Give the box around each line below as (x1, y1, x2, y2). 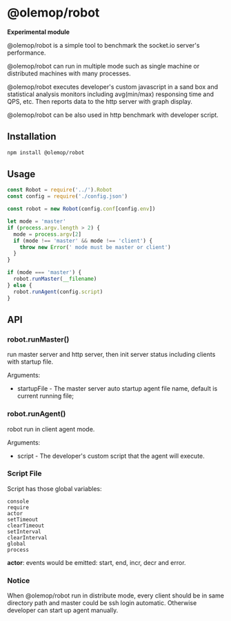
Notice (7, 575, 30, 585)
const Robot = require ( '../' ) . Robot (7, 187, 112, 194)
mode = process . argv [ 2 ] (13, 230, 81, 238)
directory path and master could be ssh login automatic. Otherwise (7, 599, 197, 607)
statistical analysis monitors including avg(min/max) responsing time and (7, 90, 214, 98)
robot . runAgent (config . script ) (13, 288, 103, 295)
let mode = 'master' (7, 218, 67, 225)
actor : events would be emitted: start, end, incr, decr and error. (7, 558, 186, 566)
